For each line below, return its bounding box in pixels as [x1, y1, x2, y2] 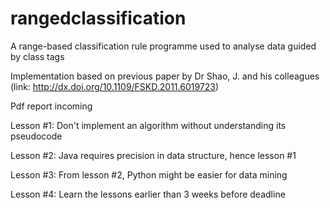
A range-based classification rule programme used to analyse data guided [10, 40, 317, 52]
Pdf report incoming [10, 100, 93, 112]
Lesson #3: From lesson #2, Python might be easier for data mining [10, 168, 288, 181]
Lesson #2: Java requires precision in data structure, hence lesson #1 [10, 149, 297, 161]
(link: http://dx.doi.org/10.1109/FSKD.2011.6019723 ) [10, 80, 220, 92]
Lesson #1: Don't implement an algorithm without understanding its [10, 119, 287, 131]
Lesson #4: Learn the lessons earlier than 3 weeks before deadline [10, 188, 286, 200]
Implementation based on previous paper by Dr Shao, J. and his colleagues [10, 70, 320, 82]
